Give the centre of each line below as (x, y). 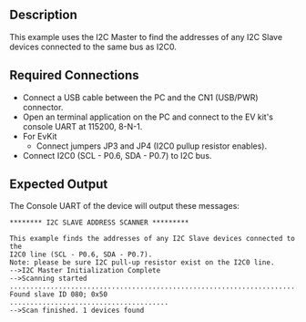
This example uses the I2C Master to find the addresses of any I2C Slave (146, 36)
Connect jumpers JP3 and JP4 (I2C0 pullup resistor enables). (151, 146)
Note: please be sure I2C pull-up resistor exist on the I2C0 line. (142, 263)
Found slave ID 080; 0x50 (58, 295)
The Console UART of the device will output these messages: (124, 206)
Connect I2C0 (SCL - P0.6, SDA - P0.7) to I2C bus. (117, 155)
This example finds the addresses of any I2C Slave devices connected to (153, 239)
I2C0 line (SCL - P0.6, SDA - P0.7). (81, 254)
